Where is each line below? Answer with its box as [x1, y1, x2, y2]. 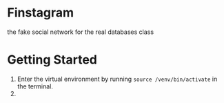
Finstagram [7, 5, 74, 21]
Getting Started [7, 52, 98, 68]
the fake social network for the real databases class [7, 28, 154, 36]
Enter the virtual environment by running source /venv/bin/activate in [17, 75, 218, 83]
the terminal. [17, 82, 54, 91]
